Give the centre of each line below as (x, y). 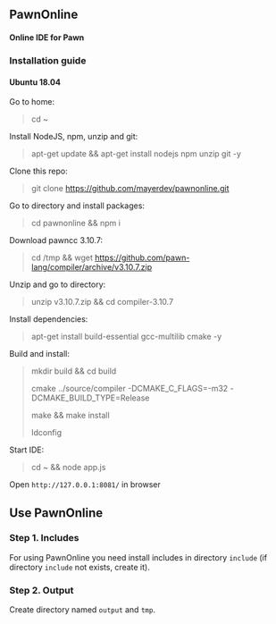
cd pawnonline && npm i (75, 223)
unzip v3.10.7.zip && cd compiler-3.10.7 (102, 302)
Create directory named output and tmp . (83, 610)
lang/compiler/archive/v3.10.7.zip (92, 267)
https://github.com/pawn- (142, 257)
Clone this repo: (39, 171)
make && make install (70, 416)
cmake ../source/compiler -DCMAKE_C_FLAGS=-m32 (130, 389)
